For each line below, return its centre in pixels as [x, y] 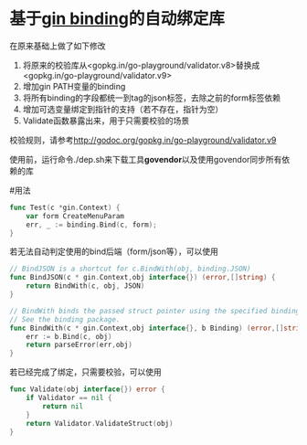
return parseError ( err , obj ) [79, 345]
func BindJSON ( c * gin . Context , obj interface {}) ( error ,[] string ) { [143, 278]
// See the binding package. [65, 319]
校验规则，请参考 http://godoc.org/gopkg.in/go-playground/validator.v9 [143, 140]
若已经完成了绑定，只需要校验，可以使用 [85, 372]
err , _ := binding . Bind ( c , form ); [91, 225]
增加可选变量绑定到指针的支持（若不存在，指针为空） [123, 109]
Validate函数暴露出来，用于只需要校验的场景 [106, 121]
